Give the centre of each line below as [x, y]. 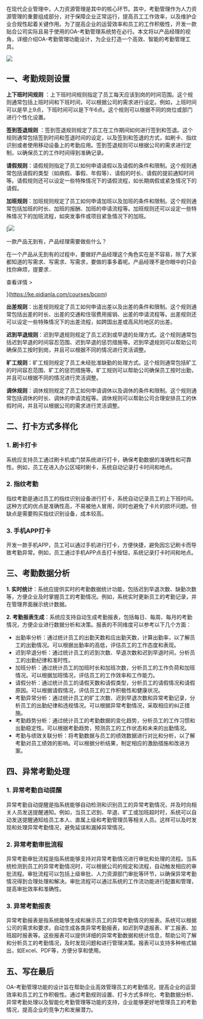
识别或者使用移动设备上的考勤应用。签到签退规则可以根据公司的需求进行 [96, 145]
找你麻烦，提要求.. [29, 269]
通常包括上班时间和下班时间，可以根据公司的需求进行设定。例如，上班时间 [104, 102]
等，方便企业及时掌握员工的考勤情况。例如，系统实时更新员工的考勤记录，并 [101, 596]
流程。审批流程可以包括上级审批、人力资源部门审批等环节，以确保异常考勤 [104, 873]
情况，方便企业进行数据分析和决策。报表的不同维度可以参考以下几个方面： [99, 625]
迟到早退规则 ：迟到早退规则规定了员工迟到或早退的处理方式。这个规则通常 [99, 335]
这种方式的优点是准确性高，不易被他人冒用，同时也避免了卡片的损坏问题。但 [101, 506]
